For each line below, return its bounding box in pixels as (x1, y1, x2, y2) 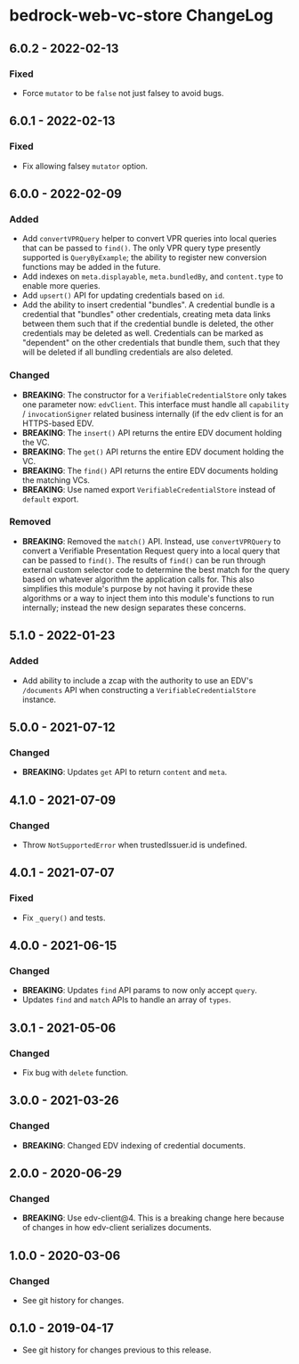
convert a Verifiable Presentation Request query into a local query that (21, 545, 280, 556)
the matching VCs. (21, 474, 91, 486)
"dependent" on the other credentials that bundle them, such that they (21, 338, 280, 348)
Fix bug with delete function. (21, 1066, 129, 1078)
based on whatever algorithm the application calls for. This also (21, 574, 255, 584)
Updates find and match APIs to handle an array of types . (21, 994, 231, 1005)
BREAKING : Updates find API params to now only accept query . (21, 985, 258, 996)
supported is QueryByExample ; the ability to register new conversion (21, 252, 267, 263)
